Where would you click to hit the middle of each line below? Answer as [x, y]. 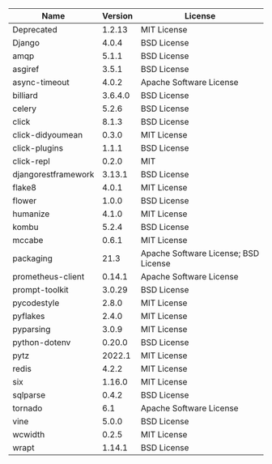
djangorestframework [53, 175]
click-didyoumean [48, 135]
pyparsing [32, 329]
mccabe [28, 240]
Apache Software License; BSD [200, 253]
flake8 [24, 187]
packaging [32, 258]
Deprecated [35, 30]
